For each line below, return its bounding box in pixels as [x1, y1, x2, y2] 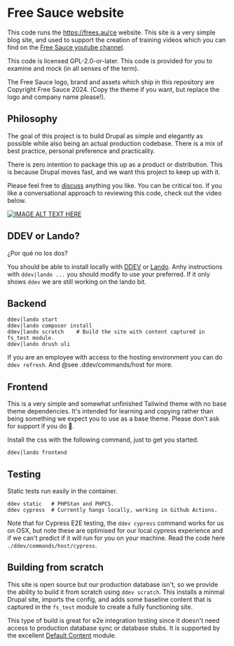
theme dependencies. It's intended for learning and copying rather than [7, 407, 214, 416]
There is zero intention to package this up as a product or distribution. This [7, 160, 223, 169]
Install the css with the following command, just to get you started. [7, 435, 199, 444]
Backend [7, 297, 47, 310]
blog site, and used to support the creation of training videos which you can [7, 35, 226, 44]
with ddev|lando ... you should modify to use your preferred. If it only [7, 270, 210, 278]
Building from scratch [7, 562, 104, 574]
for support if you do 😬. [7, 422, 75, 430]
